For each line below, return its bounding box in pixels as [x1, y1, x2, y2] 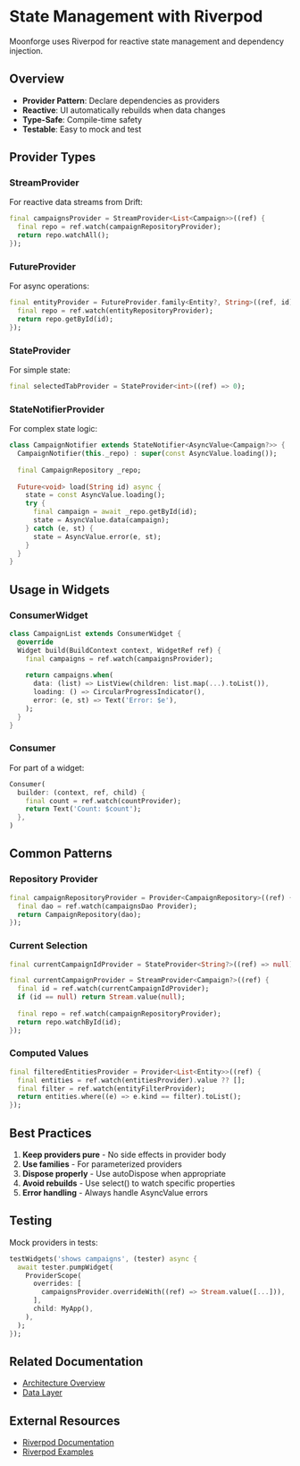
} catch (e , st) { [25, 524, 94, 533]
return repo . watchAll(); [17, 231, 110, 240]
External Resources [9, 1413, 121, 1428]
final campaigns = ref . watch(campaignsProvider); [25, 654, 214, 664]
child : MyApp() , [32, 1305, 94, 1314]
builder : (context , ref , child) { [17, 788, 146, 797]
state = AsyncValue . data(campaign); [32, 516, 170, 525]
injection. [9, 45, 43, 56]
